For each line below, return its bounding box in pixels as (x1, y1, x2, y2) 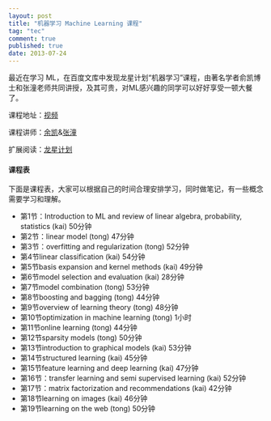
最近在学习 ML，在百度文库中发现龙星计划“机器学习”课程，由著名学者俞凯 (8, 73, 254, 82)
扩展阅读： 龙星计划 (8, 145, 73, 154)
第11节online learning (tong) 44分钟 (19, 323, 138, 333)
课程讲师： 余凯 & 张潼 (8, 127, 78, 137)
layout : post (8, 11, 53, 20)
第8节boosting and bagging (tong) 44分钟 (19, 292, 160, 302)
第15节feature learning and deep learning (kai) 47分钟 (19, 364, 199, 373)
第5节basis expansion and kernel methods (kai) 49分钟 (19, 262, 204, 272)
